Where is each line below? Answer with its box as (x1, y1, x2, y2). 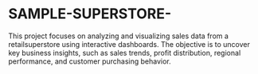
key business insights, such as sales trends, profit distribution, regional (8, 48, 241, 57)
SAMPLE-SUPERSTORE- (8, 5, 172, 23)
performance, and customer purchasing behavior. (8, 56, 171, 66)
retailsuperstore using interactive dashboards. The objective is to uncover (8, 39, 251, 49)
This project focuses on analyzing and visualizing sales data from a (8, 31, 229, 41)
